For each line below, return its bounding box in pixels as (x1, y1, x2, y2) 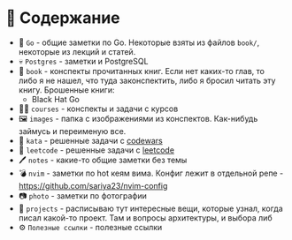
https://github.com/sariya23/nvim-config (18, 180, 168, 191)
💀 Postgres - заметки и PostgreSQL (18, 56, 149, 66)
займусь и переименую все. (18, 125, 127, 136)
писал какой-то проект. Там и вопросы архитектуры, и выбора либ (18, 212, 273, 223)
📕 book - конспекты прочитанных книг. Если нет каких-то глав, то (18, 65, 265, 76)
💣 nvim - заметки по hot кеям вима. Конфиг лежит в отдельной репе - (18, 168, 284, 178)
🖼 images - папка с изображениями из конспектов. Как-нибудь (18, 113, 258, 124)
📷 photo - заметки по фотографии (18, 190, 147, 201)
